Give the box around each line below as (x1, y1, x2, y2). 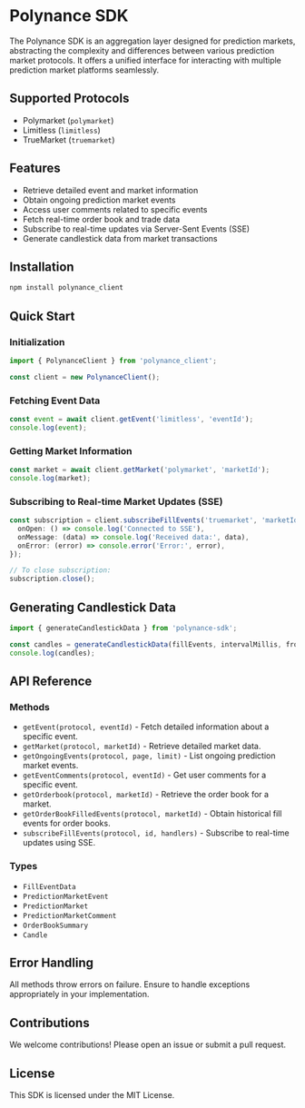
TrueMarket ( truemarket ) (22, 134, 115, 145)
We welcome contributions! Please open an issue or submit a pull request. (9, 1039, 287, 1050)
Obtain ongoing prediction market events (22, 194, 176, 205)
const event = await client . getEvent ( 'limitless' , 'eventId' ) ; (9, 414, 254, 423)
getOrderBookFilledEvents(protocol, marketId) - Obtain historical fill (22, 808, 282, 819)
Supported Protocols (9, 91, 130, 106)
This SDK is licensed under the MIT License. (9, 1090, 175, 1101)
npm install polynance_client (9, 283, 124, 292)
